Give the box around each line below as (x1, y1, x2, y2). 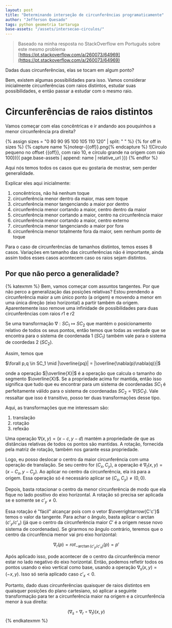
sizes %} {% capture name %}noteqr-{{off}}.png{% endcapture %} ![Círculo (5, 144, 167, 150)
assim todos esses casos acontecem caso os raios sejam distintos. (5, 255, 147, 261)
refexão (12, 425, 29, 432)
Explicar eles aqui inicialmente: (5, 180, 71, 187)
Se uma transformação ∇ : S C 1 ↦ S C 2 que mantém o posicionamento (5, 320, 152, 328)
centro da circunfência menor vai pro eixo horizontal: (5, 531, 118, 538)
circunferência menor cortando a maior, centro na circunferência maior (12, 212, 163, 218)
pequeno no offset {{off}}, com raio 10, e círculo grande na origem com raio (5, 150, 165, 156)
